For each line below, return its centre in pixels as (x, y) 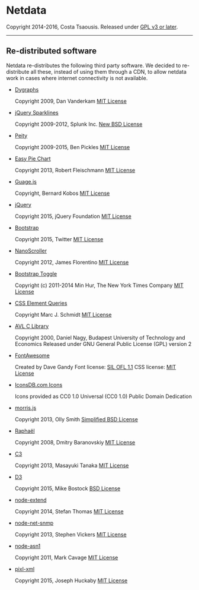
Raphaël (25, 431)
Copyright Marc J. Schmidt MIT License (63, 314)
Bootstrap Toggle (36, 273)
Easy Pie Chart (33, 159)
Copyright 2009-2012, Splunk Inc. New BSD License (78, 124)
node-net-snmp (34, 523)
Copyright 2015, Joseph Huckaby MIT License (71, 580)
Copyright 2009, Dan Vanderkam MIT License (71, 101)
